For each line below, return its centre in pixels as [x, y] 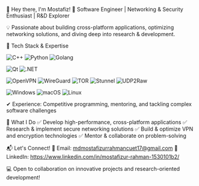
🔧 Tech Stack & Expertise [38, 46]
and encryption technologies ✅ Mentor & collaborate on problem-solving [96, 136]
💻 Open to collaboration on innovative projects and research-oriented [93, 169]
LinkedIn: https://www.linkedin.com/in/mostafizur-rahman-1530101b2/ [93, 157]
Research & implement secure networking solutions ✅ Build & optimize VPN [100, 129]
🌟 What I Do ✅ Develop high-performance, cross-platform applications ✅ [97, 122]
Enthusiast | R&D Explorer [38, 16]
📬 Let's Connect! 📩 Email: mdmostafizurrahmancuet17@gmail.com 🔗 [92, 148]
